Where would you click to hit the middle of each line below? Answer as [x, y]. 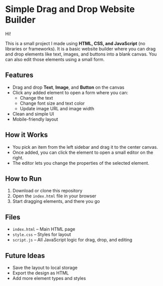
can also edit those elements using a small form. [55, 59]
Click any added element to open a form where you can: [70, 92]
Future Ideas [25, 256]
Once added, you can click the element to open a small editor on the [83, 152]
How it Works [26, 135]
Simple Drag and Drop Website [70, 9]
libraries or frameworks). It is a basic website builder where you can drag [80, 49]
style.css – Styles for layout [42, 234]
